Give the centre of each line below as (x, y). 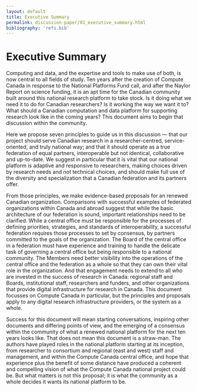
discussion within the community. (46, 123)
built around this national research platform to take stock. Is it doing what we (99, 98)
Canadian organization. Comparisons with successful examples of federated (99, 202)
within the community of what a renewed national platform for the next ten (96, 332)
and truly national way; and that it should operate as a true (100, 147)
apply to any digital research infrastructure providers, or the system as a (94, 302)
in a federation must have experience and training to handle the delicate (93, 246)
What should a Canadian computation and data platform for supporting (92, 111)
